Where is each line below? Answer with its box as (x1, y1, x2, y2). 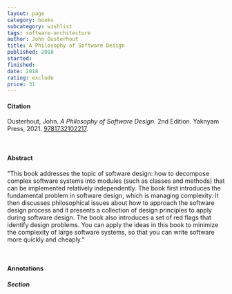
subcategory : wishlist (7, 23, 72, 30)
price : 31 (7, 81, 36, 88)
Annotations (7, 264, 43, 273)
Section (7, 280, 30, 288)
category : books (7, 17, 54, 23)
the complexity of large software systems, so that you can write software (7, 228, 215, 236)
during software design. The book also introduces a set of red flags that (7, 213, 212, 222)
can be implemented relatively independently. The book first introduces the (7, 184, 221, 192)
